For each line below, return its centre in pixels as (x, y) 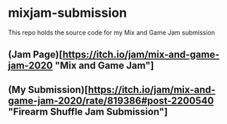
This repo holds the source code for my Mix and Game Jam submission (112, 32)
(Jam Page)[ (35, 55)
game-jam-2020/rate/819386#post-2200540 (111, 100)
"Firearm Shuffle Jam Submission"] (88, 112)
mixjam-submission (68, 13)
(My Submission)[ (48, 89)
